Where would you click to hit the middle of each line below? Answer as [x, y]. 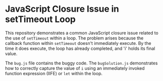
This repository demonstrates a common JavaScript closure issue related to [82, 33]
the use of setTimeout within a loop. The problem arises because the [74, 38]
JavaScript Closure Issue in [62, 9]
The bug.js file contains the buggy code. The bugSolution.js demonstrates [81, 63]
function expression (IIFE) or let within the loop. [54, 73]
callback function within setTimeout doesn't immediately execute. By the [78, 43]
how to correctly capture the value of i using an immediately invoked [75, 68]
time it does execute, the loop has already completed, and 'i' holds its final [80, 48]
